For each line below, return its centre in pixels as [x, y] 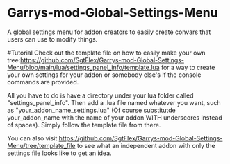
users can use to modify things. [52, 39]
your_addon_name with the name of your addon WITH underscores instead [115, 117]
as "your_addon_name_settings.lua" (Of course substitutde [91, 110]
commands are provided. [43, 82]
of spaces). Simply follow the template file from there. [84, 125]
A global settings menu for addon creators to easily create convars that [109, 32]
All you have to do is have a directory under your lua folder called [100, 95]
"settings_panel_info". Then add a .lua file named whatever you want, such [114, 102]
